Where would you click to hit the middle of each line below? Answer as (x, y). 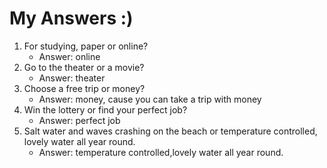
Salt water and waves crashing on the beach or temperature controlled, (170, 131)
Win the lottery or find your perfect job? (105, 109)
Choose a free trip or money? (84, 88)
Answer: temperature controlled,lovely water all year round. (161, 152)
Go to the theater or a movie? (84, 67)
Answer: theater (72, 78)
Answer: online (69, 56)
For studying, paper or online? (86, 46)
